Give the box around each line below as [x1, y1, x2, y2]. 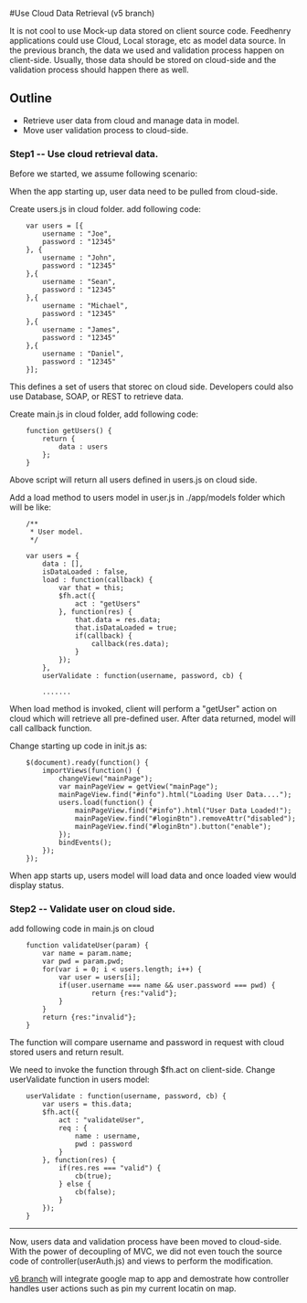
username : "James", [42, 325, 121, 334]
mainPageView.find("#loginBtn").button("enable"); [74, 822, 272, 832]
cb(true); [74, 1171, 112, 1181]
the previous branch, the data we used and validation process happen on [9, 45, 285, 56]
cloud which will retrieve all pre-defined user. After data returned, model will [9, 713, 296, 725]
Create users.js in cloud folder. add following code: [9, 204, 201, 215]
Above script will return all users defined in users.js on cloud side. [9, 474, 258, 485]
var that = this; [58, 584, 125, 593]
